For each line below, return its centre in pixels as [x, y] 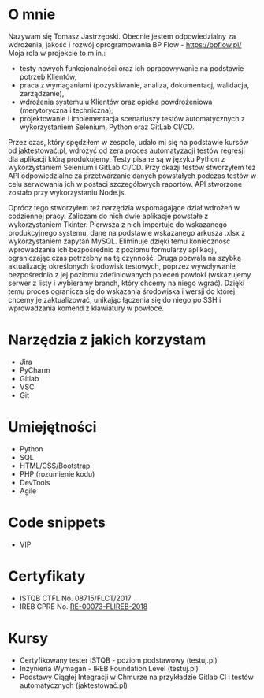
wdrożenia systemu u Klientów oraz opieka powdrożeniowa [116, 102]
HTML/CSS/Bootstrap [55, 466]
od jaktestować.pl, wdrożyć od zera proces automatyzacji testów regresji [127, 150]
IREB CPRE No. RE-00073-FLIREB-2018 [84, 606]
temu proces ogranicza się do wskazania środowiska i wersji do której [122, 291]
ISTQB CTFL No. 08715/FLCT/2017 [76, 598]
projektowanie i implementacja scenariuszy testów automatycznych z [132, 118]
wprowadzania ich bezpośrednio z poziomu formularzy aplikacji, [113, 249]
